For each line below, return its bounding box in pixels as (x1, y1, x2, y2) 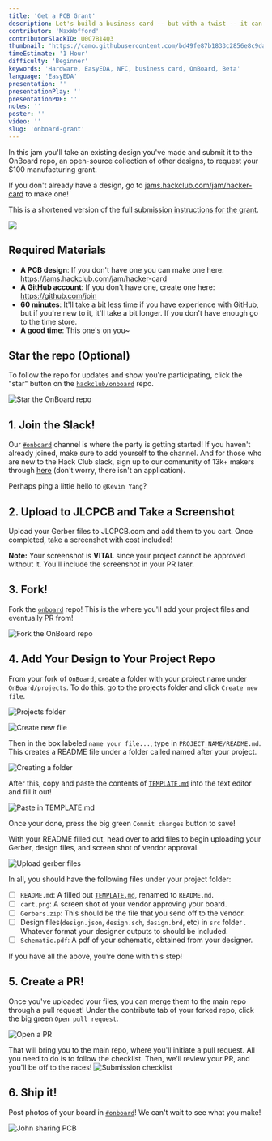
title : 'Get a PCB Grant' (8, 11, 96, 20)
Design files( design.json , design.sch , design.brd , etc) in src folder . (19, 917, 247, 927)
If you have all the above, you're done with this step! (8, 951, 183, 961)
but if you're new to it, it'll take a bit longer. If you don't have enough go (19, 308, 259, 317)
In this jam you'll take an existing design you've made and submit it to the (8, 147, 253, 157)
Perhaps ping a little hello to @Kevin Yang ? (8, 481, 147, 491)
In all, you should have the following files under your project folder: (8, 874, 232, 884)
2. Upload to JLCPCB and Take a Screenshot (8, 505, 235, 519)
